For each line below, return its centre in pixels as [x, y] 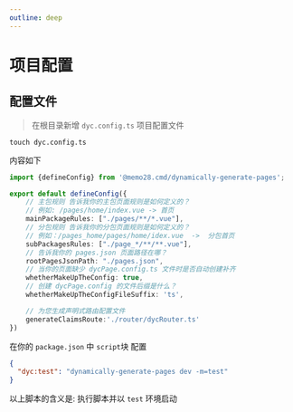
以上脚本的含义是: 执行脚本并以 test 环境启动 [94, 398]
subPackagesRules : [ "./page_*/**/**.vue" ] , [109, 244]
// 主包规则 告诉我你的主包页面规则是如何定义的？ [108, 202]
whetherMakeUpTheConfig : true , [85, 278]
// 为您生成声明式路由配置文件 [76, 311]
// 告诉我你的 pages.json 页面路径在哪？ [96, 253]
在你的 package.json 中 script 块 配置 [78, 346]
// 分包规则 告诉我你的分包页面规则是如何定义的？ [108, 227]
